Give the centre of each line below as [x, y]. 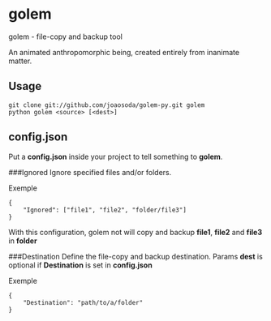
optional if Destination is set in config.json [80, 265]
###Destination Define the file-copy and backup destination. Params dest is [136, 256]
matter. [20, 61]
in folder [23, 241]
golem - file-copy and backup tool [66, 36]
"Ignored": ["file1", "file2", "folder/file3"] [105, 210]
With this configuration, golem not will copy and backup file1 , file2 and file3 [135, 232]
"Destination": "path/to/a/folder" [83, 302]
